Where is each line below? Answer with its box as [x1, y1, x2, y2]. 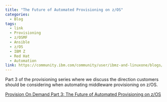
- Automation [9, 58, 37, 63]
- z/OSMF [9, 35, 28, 40]
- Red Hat [9, 53, 30, 59]
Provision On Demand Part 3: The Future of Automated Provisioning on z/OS [5, 92, 162, 98]
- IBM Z [9, 49, 26, 54]
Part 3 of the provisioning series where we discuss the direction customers [5, 77, 159, 83]
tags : [5, 21, 16, 26]
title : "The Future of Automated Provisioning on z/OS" [5, 7, 123, 12]
